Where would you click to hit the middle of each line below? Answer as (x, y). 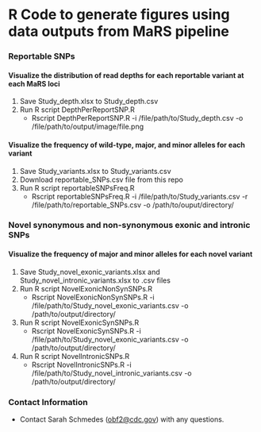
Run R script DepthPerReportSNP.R (77, 110)
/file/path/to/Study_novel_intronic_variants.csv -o (111, 373)
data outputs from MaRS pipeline (119, 31)
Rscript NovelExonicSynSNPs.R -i (86, 330)
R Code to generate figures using (119, 15)
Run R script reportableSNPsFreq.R (77, 187)
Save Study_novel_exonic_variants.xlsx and (90, 272)
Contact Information (48, 402)
